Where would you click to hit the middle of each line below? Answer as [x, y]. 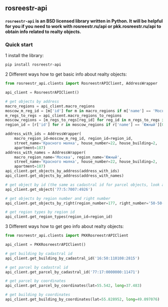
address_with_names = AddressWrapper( [45, 152]
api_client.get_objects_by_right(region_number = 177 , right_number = [77, 203]
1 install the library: [24, 56]
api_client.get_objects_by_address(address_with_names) [64, 176]
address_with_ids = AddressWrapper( [43, 134]
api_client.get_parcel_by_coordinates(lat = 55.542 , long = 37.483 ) [73, 286]
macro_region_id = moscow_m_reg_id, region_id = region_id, [74, 139]
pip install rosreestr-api [33, 65]
